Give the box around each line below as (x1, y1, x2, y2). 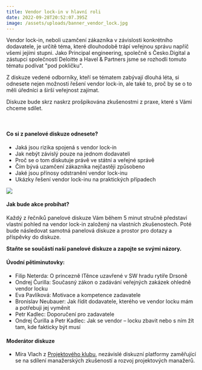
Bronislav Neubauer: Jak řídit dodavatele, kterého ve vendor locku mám (14, 298, 194, 305)
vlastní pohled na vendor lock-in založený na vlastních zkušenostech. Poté (6, 221, 192, 228)
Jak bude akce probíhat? (6, 201, 69, 208)
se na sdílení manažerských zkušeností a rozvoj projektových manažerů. (14, 357, 195, 365)
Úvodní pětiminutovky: (6, 259, 65, 266)
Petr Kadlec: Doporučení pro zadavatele (14, 310, 115, 318)
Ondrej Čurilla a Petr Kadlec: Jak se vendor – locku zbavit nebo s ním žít (14, 317, 194, 324)
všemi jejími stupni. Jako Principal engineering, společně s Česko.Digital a (6, 49, 191, 57)
